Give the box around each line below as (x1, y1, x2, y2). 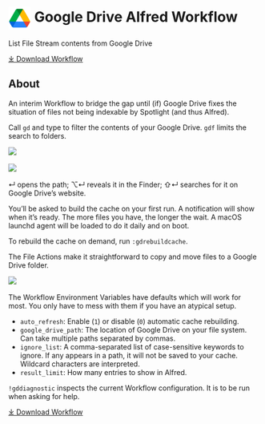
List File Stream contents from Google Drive (8, 38, 153, 48)
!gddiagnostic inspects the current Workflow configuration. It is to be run (8, 383, 251, 393)
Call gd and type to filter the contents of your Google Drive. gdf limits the (8, 123, 247, 132)
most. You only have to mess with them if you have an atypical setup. (8, 301, 237, 310)
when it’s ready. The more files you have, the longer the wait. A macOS (8, 212, 243, 222)
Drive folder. (8, 260, 50, 270)
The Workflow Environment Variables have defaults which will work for (8, 292, 242, 302)
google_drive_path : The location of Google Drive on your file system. (19, 325, 247, 334)
